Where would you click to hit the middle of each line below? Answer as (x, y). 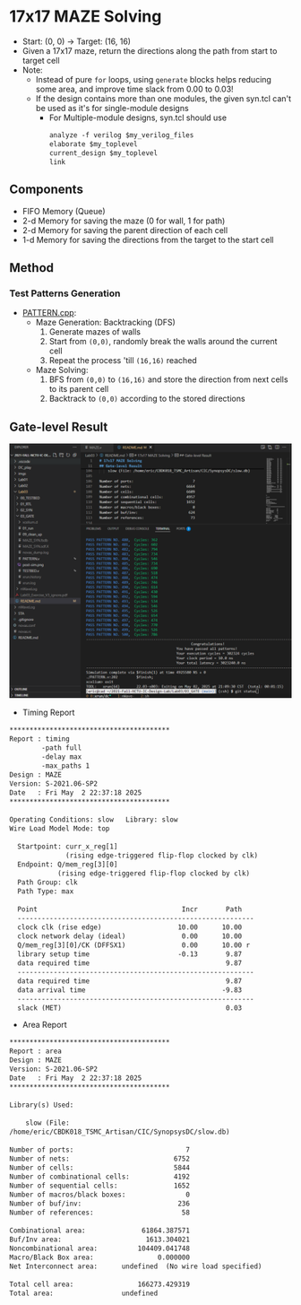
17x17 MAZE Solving (86, 17)
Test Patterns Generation (65, 293)
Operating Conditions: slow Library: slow (94, 820)
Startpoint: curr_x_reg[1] (68, 847)
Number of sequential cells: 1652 (100, 1186)
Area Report (44, 1025)
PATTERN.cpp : (49, 313)
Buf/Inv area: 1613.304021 (100, 1240)
